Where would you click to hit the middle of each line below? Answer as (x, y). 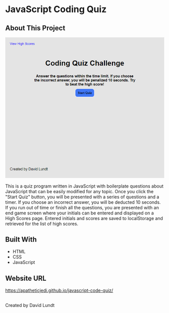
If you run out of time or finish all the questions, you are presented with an (82, 207)
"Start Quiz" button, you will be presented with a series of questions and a (82, 197)
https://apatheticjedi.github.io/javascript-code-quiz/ (59, 290)
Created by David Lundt (30, 305)
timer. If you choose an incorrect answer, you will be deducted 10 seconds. (83, 202)
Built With (21, 239)
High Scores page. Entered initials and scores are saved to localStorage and (84, 218)
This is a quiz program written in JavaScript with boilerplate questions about (84, 186)
